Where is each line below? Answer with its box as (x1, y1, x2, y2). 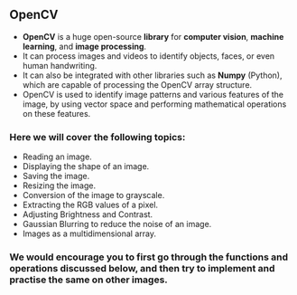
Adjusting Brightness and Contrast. (22, 209, 153, 220)
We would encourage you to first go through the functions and (9, 251, 289, 263)
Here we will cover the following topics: (9, 130, 186, 143)
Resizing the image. (22, 180, 97, 191)
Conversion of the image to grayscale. (22, 190, 165, 201)
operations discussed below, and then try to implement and (9, 262, 275, 275)
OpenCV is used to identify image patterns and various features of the (22, 89, 284, 100)
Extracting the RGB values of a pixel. (22, 199, 159, 211)
